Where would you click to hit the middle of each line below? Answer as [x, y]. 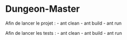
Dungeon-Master [43, 9]
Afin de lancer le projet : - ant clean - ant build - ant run [63, 23]
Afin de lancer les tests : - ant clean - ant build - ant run [64, 33]
